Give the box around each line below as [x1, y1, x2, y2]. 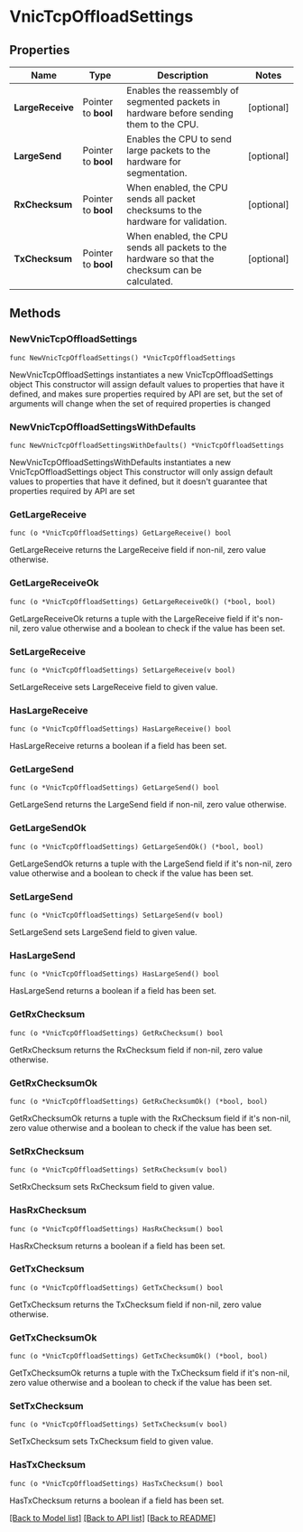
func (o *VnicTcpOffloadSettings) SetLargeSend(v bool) [9, 911, 224, 920]
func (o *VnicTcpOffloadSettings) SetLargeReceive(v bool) [9, 666, 236, 675]
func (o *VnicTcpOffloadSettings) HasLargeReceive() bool [9, 724, 232, 733]
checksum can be [125, 264, 203, 276]
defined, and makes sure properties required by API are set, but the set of [9, 388, 284, 399]
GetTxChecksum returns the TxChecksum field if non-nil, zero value [9, 1299, 262, 1310]
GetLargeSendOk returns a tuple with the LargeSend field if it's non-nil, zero [9, 858, 293, 869]
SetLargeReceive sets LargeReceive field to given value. [9, 681, 218, 692]
